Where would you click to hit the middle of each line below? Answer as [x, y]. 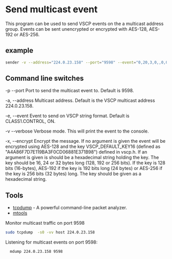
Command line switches [45, 79]
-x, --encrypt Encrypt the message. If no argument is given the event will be [85, 141]
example [19, 50]
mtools [20, 213]
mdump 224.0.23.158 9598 [36, 252]
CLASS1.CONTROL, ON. [30, 121]
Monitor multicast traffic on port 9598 [45, 223]
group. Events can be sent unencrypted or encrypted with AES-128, [77, 29]
